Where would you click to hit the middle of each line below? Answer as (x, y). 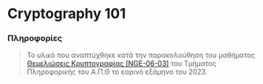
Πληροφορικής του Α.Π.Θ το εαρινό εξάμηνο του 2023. (117, 72)
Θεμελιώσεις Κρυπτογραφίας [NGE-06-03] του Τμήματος (122, 64)
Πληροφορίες (35, 38)
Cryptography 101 (67, 14)
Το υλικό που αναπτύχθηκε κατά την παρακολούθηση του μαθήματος (141, 55)
